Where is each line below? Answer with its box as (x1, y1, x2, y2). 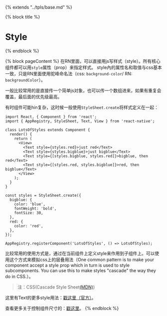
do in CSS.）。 (5, 273, 33, 279)
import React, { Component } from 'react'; (5, 114, 97, 119)
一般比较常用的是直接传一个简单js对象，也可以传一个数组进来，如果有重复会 (5, 87, 162, 93)
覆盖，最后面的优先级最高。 (5, 93, 62, 99)
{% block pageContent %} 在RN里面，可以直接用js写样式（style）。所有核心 (5, 58, 161, 64)
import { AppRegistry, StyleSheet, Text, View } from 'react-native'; (5, 118, 155, 124)
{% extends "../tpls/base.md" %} (5, 4, 72, 10)
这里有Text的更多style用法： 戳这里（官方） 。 (5, 295, 96, 301)
